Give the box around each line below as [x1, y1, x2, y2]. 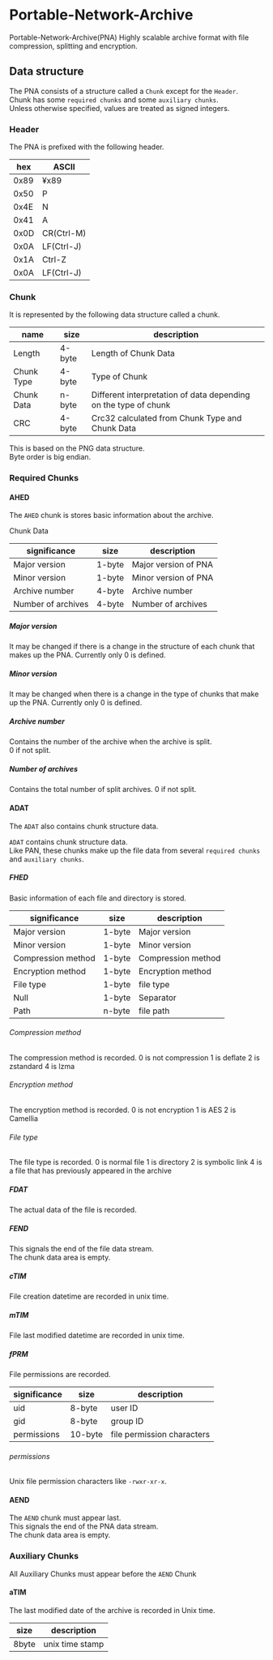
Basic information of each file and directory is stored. [9, 893, 187, 903]
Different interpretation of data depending [91, 389, 250, 400]
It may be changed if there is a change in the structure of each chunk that [9, 642, 255, 652]
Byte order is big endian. [9, 452, 92, 462]
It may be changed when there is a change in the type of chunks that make [9, 689, 259, 699]
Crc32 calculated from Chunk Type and [91, 413, 242, 424]
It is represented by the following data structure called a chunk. [9, 310, 221, 319]
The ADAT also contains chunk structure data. [9, 821, 159, 831]
